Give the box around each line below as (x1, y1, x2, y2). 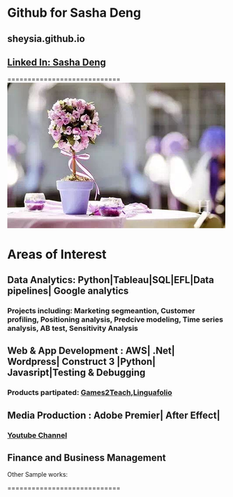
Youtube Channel (7, 430, 68, 440)
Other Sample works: (7, 470, 68, 479)
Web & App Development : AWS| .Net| (7, 345, 176, 357)
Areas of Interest (7, 246, 107, 262)
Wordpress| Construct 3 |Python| (7, 356, 156, 368)
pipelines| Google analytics (7, 284, 129, 296)
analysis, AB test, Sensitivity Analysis (7, 323, 138, 333)
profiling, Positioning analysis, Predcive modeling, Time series (7, 315, 223, 324)
